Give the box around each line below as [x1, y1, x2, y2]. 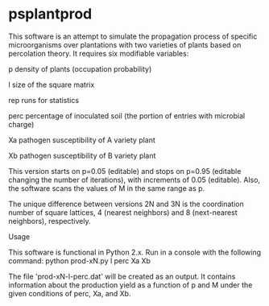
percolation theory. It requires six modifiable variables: [8, 48, 189, 58]
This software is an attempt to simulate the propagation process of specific [8, 31, 258, 41]
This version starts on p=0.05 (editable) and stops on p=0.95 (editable [8, 166, 242, 176]
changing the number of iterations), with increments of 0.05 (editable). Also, [8, 175, 260, 184]
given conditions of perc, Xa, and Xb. [8, 288, 131, 298]
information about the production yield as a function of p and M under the [8, 279, 253, 290]
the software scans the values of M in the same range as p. [8, 183, 205, 193]
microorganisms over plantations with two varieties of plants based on [8, 39, 242, 49]
